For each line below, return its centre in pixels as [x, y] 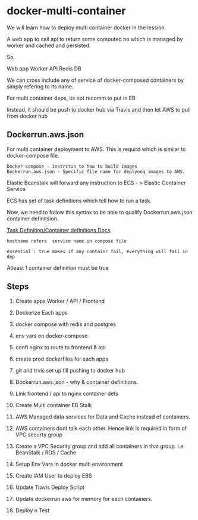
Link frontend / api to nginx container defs [67, 393]
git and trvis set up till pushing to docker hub [70, 370]
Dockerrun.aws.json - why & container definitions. [77, 382]
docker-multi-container [66, 11]
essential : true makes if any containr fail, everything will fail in [97, 251]
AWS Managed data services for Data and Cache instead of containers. [103, 417]
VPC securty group [39, 435]
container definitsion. [33, 219]
